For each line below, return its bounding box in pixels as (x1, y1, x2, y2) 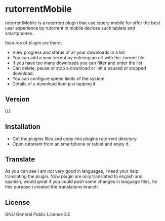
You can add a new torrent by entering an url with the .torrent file (12, 54, 145, 60)
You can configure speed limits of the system (12, 75, 105, 81)
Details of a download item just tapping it (12, 80, 96, 87)
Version (5, 95, 30, 104)
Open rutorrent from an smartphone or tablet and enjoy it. (12, 141, 130, 147)
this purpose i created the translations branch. (5, 184, 99, 190)
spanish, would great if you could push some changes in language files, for (5, 179, 158, 184)
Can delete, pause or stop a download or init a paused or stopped (12, 65, 146, 71)
